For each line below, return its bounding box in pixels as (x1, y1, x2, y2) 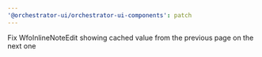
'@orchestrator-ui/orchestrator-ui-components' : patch (7, 11, 192, 20)
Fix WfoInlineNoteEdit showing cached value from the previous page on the (7, 33, 254, 42)
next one (7, 41, 36, 51)
